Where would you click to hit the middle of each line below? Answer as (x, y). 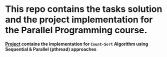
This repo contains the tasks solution (84, 9)
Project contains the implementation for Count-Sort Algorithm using (77, 44)
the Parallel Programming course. (76, 30)
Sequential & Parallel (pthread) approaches (51, 49)
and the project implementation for (79, 20)
